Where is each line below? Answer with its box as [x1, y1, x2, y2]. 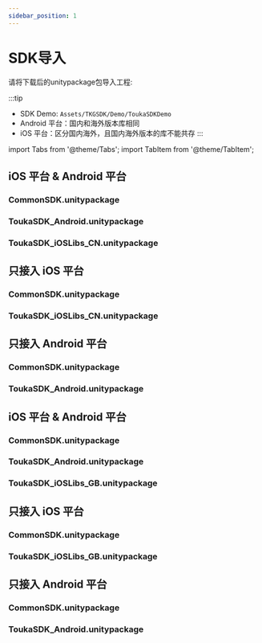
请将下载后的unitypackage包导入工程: [8, 77, 133, 87]
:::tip [8, 93, 23, 103]
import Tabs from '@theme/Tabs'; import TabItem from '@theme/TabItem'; [8, 144, 255, 154]
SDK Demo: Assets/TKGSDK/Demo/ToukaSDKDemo [19, 109, 172, 118]
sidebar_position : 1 [8, 11, 78, 20]
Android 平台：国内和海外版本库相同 [19, 118, 140, 128]
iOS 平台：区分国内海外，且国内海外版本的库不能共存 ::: [19, 128, 204, 137]
